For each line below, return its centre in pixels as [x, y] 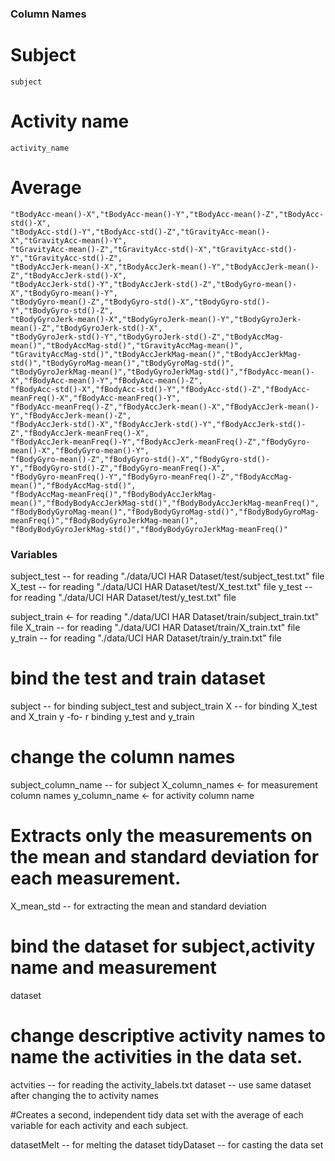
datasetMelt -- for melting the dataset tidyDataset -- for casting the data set [167, 1144]
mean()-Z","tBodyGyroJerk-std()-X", [86, 328]
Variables [34, 554]
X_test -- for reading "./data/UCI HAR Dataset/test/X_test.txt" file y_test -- [161, 587]
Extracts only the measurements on [161, 836]
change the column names [123, 757]
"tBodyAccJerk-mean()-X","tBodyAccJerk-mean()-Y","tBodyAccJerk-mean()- [165, 267]
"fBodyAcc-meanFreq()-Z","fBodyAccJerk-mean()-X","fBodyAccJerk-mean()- [165, 407]
